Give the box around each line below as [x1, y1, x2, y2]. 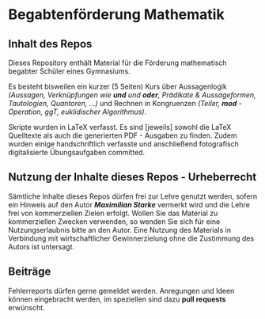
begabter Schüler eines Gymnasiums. [8, 66, 131, 76]
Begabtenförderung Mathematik [8, 6, 225, 24]
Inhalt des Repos [8, 37, 93, 51]
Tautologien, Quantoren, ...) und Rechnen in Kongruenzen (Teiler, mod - [8, 99, 243, 108]
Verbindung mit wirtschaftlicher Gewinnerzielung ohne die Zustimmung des [8, 234, 255, 243]
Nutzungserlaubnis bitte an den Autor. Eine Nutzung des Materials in [8, 225, 232, 234]
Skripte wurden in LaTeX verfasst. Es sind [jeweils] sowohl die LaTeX [8, 123, 232, 131]
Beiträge [8, 265, 51, 279]
